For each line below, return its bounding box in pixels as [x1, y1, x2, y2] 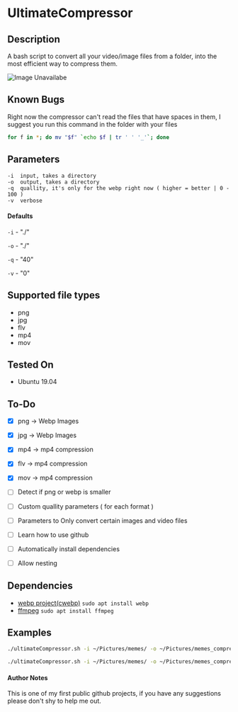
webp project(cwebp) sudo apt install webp [17, 599, 149, 607]
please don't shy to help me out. [7, 696, 101, 706]
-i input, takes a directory [7, 172, 97, 179]
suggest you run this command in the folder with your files [7, 120, 178, 128]
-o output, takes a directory [7, 179, 100, 186]
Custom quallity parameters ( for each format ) [17, 502, 154, 511]
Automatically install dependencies [17, 544, 120, 553]
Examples [7, 627, 52, 639]
